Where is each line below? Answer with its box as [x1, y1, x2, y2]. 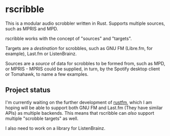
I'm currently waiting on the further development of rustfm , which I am [5, 99, 152, 105]
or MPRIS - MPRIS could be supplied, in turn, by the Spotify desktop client [5, 66, 160, 72]
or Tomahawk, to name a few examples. [5, 71, 89, 77]
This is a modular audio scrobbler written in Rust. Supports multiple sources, [5, 20, 165, 26]
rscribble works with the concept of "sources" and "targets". [5, 35, 132, 41]
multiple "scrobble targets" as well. [5, 115, 79, 121]
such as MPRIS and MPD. [5, 25, 58, 31]
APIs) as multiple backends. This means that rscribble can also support [5, 110, 155, 116]
